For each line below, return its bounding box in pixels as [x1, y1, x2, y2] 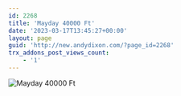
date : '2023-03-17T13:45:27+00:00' [8, 26, 128, 34]
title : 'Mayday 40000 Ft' [8, 19, 95, 27]
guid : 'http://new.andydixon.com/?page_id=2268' [8, 42, 175, 50]
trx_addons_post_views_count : [8, 49, 110, 57]
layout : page [8, 34, 52, 42]
